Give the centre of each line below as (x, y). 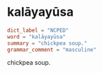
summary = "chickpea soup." (47, 43)
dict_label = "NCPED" (38, 30)
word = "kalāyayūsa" (37, 36)
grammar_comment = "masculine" (52, 50)
